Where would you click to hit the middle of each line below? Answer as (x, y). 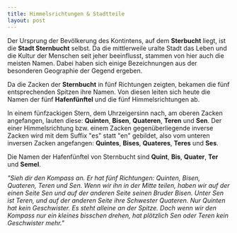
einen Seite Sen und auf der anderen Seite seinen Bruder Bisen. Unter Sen (116, 193)
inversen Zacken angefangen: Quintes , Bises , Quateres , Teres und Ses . (113, 143)
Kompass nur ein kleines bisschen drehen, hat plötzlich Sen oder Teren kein (118, 215)
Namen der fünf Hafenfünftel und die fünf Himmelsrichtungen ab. (104, 99)
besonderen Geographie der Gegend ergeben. (75, 71)
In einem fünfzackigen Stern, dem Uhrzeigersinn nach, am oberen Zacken (115, 113)
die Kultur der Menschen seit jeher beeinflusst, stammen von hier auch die (116, 55)
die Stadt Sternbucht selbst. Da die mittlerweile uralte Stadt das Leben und (117, 48)
